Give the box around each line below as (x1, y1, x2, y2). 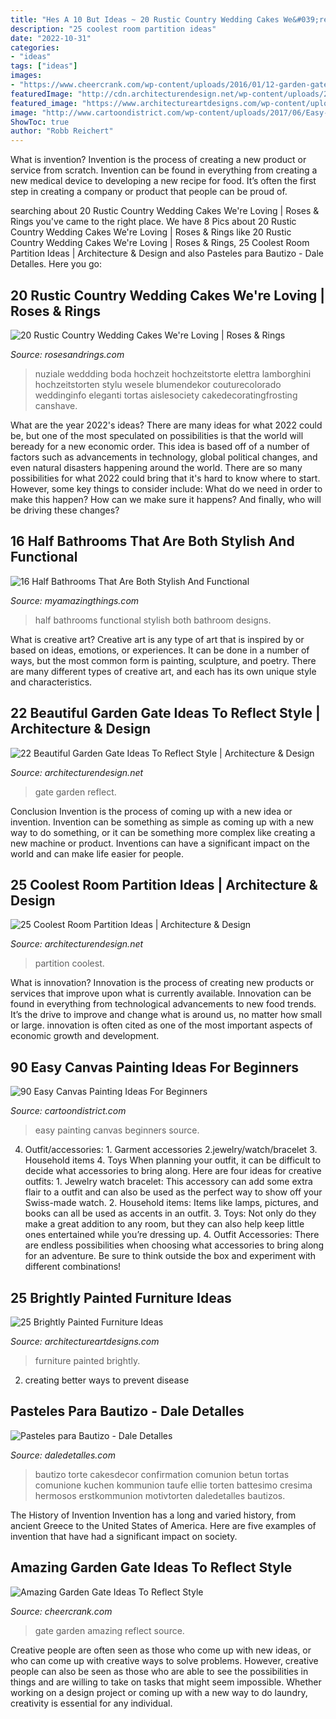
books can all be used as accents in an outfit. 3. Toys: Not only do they (24, 1207, 317, 1220)
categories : (10, 42, 60, 53)
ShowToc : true (10, 117, 70, 127)
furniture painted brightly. (34, 1355, 141, 1366)
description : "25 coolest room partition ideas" (10, 24, 217, 34)
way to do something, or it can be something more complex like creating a (10, 826, 316, 838)
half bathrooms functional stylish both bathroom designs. (34, 614, 272, 626)
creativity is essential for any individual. (10, 1697, 173, 1709)
